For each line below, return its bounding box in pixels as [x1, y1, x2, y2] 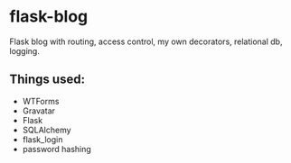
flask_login [22, 133, 63, 145]
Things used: [9, 72, 86, 87]
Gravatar [22, 105, 56, 116]
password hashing [22, 143, 92, 154]
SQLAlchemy [22, 124, 71, 135]
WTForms [22, 95, 60, 106]
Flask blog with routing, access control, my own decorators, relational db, [9, 36, 283, 47]
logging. [9, 45, 41, 56]
